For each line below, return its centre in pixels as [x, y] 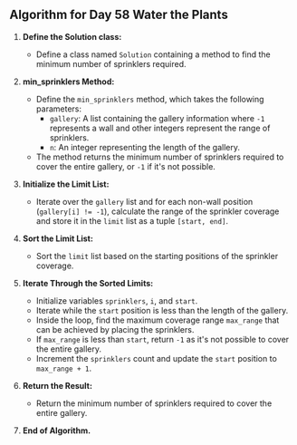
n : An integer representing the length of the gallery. [144, 147]
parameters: [59, 109]
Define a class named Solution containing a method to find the [153, 54]
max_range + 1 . [64, 368]
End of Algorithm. [57, 430]
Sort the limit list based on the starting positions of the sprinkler [157, 256]
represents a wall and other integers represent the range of [160, 128]
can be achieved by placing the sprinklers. [115, 329]
